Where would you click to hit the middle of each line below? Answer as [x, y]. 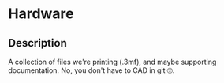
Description [37, 43]
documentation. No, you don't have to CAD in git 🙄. [91, 70]
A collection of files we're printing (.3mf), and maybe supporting [112, 62]
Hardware [41, 14]
